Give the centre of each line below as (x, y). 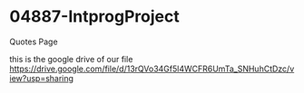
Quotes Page (34, 42)
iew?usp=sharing (42, 78)
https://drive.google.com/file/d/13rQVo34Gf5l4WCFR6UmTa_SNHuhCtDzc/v (152, 69)
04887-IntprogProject (94, 17)
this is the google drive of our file (71, 59)
